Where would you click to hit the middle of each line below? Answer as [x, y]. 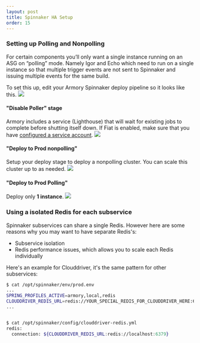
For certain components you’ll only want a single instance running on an [94, 57]
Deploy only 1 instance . [35, 197]
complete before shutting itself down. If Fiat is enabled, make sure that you [98, 128]
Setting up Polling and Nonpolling [56, 44]
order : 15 [18, 23]
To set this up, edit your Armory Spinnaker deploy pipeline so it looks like [96, 87]
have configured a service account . [50, 134]
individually [29, 256]
